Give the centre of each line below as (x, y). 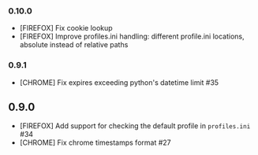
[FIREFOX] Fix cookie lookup (66, 28)
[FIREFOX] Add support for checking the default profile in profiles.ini (135, 126)
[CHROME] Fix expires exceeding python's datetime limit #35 (119, 82)
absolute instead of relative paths (74, 45)
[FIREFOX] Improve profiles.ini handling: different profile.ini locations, (132, 36)
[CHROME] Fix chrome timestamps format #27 (95, 142)
